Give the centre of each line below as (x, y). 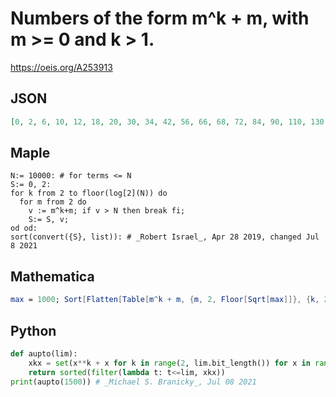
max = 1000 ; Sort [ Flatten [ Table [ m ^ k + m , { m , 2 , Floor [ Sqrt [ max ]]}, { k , (165, 300)
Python (33, 330)
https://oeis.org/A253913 (61, 67)
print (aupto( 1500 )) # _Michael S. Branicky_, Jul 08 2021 (133, 382)
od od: (24, 228)
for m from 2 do (53, 202)
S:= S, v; (49, 220)
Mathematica (52, 276)
